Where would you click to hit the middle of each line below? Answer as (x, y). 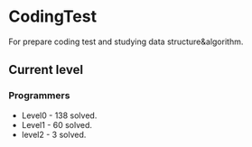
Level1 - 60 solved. (56, 124)
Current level (46, 70)
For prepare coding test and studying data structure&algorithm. (126, 41)
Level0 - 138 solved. (59, 115)
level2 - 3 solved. (54, 134)
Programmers (39, 96)
